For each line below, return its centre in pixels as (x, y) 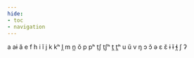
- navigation (26, 27)
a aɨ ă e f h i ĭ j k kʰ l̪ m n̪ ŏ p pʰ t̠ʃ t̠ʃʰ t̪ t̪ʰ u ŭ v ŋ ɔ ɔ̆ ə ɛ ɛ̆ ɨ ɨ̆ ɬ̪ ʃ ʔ (97, 47)
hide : (15, 14)
